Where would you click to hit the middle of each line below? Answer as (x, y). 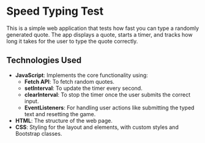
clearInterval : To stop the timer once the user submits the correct (107, 94)
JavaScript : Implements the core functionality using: (81, 75)
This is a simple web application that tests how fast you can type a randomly (103, 28)
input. (32, 101)
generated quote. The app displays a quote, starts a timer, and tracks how (99, 34)
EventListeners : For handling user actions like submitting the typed (109, 108)
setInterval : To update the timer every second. (83, 88)
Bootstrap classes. (39, 133)
